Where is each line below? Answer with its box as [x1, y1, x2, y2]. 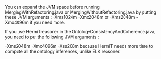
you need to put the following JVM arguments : [5, 34, 99, 40]
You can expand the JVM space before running [5, 4, 100, 10]
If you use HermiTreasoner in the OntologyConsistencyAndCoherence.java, [5, 29, 156, 34]
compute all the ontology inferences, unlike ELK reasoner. [5, 48, 121, 54]
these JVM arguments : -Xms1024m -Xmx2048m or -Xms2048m [5, 15, 135, 20]
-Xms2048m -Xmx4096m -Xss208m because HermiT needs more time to [5, 44, 153, 49]
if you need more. [29, 19, 65, 25]
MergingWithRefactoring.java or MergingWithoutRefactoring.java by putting [5, 9, 157, 15]
